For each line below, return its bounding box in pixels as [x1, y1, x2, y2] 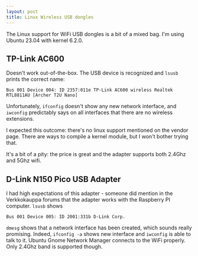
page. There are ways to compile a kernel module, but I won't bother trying [6, 133, 189, 140]
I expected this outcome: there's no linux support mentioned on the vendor [6, 127, 189, 134]
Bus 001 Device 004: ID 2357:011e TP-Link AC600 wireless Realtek [6, 87, 173, 93]
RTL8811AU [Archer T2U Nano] [6, 92, 78, 98]
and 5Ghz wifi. [6, 157, 41, 164]
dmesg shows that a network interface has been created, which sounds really [6, 224, 192, 231]
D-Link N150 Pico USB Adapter [6, 174, 121, 184]
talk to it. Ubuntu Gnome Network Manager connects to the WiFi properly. [6, 237, 186, 244]
